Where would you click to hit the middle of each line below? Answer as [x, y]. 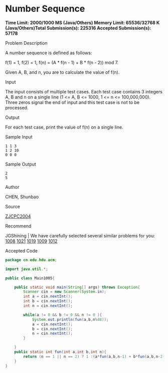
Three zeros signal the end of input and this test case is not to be [72, 102]
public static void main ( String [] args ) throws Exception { [77, 287]
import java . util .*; [27, 269]
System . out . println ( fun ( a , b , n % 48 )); [70, 319]
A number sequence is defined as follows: [49, 53]
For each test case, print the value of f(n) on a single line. [64, 127]
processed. [17, 107]
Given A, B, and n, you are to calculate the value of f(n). [62, 72]
